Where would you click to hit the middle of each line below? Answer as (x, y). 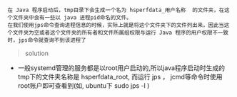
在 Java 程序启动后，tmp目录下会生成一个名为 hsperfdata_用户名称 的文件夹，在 (116, 10)
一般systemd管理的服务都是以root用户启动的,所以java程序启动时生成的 (121, 68)
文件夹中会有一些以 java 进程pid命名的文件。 (72, 18)
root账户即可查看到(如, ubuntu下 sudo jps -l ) (84, 86)
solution (36, 53)
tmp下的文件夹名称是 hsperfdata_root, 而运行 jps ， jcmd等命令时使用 (120, 77)
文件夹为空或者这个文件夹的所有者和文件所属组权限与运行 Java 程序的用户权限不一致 (120, 33)
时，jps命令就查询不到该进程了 (47, 40)
